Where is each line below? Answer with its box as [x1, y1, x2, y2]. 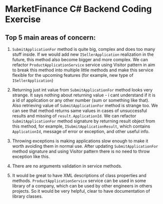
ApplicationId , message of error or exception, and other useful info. [12, 129, 150, 134]
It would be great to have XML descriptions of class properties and [12, 173, 146, 178]
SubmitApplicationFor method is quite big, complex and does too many [12, 46, 155, 52]
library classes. [12, 193, 43, 199]
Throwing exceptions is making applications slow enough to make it [12, 138, 148, 144]
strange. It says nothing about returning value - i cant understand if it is [12, 92, 156, 98]
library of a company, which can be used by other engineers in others [12, 183, 152, 189]
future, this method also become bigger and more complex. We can [12, 57, 148, 62]
